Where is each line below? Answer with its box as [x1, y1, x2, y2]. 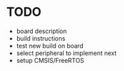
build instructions [16, 34, 66, 42]
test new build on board [16, 41, 84, 50]
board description [16, 27, 67, 35]
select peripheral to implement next [16, 49, 117, 57]
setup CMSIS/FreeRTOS [16, 56, 84, 64]
